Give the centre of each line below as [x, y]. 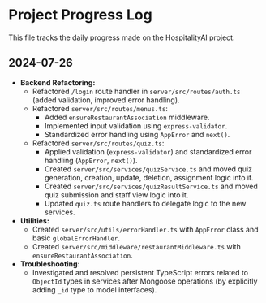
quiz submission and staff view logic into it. [116, 195]
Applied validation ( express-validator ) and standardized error [148, 151]
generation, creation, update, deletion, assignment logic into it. [149, 177]
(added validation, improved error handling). [106, 100]
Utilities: [35, 220]
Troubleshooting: [50, 264]
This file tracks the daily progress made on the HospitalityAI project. [122, 37]
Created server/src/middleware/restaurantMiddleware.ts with [136, 246]
